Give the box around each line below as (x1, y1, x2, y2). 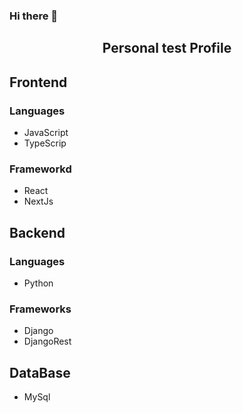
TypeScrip (23, 137, 67, 149)
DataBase (9, 364, 71, 381)
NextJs (23, 195, 54, 208)
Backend (9, 224, 66, 241)
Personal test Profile (102, 40, 232, 57)
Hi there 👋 (9, 9, 59, 23)
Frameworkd (9, 162, 72, 176)
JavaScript (23, 127, 69, 138)
